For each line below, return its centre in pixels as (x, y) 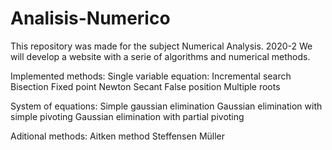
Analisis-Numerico (90, 18)
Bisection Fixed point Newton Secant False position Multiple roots (145, 86)
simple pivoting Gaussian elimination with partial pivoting (127, 116)
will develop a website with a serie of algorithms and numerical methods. (160, 56)
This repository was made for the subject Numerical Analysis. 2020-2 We (161, 46)
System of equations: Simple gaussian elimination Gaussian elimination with (166, 106)
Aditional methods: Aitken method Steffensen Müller (118, 136)
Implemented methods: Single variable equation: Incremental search (151, 76)
